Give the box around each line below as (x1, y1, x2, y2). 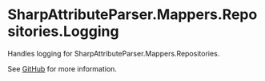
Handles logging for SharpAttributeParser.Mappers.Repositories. (7, 48, 220, 58)
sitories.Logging (7, 22, 119, 40)
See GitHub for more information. (7, 64, 118, 73)
